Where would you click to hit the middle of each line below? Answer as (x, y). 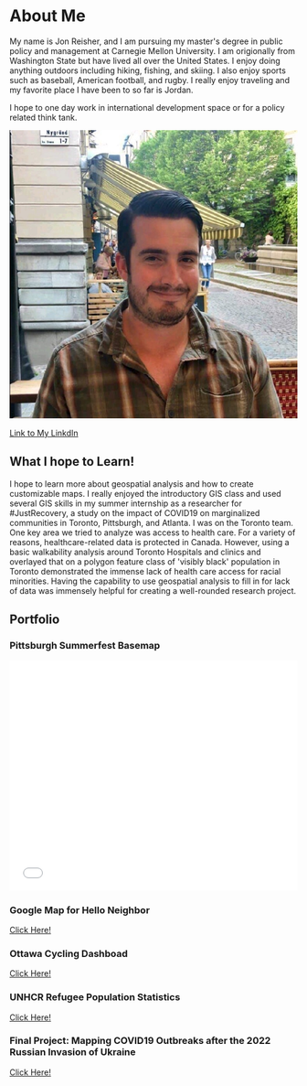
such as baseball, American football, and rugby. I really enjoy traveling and (150, 80)
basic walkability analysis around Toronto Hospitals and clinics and (136, 552)
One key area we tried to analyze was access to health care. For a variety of (153, 532)
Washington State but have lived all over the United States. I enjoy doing (145, 60)
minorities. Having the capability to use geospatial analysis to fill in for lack (150, 581)
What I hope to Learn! (72, 462)
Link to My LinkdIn (44, 433)
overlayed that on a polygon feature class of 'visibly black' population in (145, 561)
